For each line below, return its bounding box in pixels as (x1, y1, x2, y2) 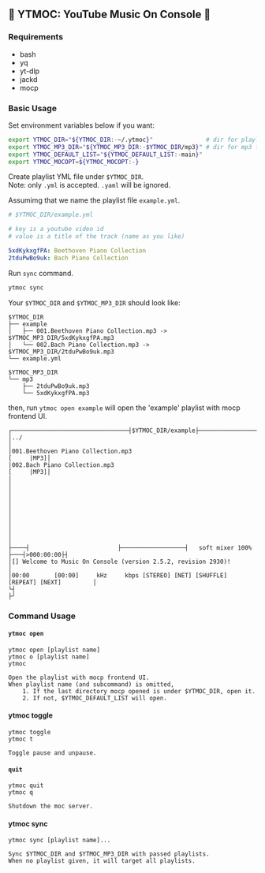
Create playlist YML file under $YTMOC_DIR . (8, 172, 144, 181)
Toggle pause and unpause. (8, 749, 97, 757)
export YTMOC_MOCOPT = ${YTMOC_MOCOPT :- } (8, 158, 140, 166)
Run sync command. (8, 268, 73, 278)
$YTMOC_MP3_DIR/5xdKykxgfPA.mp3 (8, 334, 114, 341)
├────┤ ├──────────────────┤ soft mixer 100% (8, 543, 252, 552)
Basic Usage (8, 103, 58, 114)
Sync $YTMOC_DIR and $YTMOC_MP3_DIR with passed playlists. (8, 850, 211, 858)
